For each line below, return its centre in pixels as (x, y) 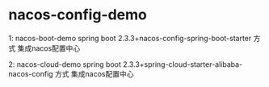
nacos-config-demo (78, 15)
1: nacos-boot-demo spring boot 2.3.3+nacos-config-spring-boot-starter (130, 38)
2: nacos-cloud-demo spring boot (65, 64)
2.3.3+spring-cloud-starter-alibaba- (183, 64)
